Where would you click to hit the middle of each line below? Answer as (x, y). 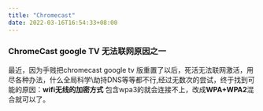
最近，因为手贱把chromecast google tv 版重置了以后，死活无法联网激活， (128, 70)
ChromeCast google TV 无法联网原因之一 (87, 52)
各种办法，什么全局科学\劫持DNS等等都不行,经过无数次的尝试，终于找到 (131, 80)
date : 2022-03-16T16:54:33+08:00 (63, 23)
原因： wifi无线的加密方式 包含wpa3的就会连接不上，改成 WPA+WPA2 (135, 89)
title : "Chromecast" (42, 15)
